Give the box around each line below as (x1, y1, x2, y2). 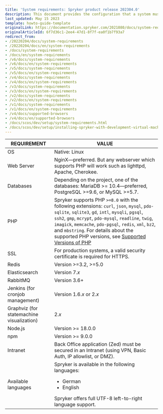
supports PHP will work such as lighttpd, (54, 163, 147, 169)
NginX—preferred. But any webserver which (54, 156, 155, 163)
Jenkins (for (7, 285, 35, 292)
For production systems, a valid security (54, 247, 146, 254)
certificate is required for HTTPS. (54, 253, 130, 260)
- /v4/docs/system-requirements (5, 75, 70, 80)
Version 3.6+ (54, 277, 84, 284)
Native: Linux (54, 149, 84, 155)
